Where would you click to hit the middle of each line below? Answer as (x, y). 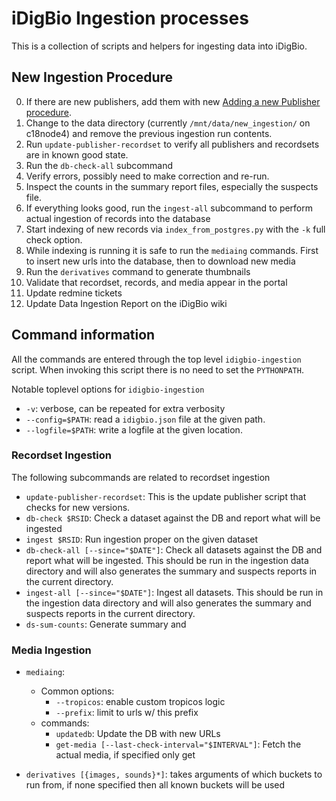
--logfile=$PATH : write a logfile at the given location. (134, 429)
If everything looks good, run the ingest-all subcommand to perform (169, 208)
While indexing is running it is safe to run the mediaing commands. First (172, 250)
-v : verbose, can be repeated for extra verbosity (125, 408)
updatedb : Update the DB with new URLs (138, 734)
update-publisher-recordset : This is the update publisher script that (166, 496)
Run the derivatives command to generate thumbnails (138, 271)
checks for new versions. (78, 507)
